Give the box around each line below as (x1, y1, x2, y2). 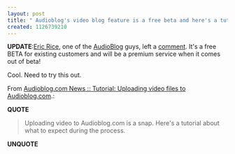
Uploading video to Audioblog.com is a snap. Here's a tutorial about (24, 119, 220, 127)
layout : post (7, 10, 45, 17)
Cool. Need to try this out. (7, 71, 82, 79)
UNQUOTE (7, 140, 38, 148)
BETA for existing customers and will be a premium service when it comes (7, 50, 221, 58)
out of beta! (7, 57, 41, 66)
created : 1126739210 (7, 23, 68, 30)
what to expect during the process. (24, 127, 126, 135)
